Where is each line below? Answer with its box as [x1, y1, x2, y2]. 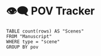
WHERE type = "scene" [6, 39, 60, 45]
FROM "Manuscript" [6, 33, 52, 39]
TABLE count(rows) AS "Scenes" [6, 28, 84, 34]
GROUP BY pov [6, 44, 39, 50]
